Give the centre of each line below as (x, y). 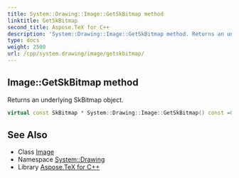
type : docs (23, 41)
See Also (27, 135)
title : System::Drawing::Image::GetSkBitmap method (85, 14)
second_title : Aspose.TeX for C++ (59, 27)
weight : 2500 (27, 47)
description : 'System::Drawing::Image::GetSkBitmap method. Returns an (116, 34)
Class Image (36, 152)
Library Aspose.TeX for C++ (59, 167)
